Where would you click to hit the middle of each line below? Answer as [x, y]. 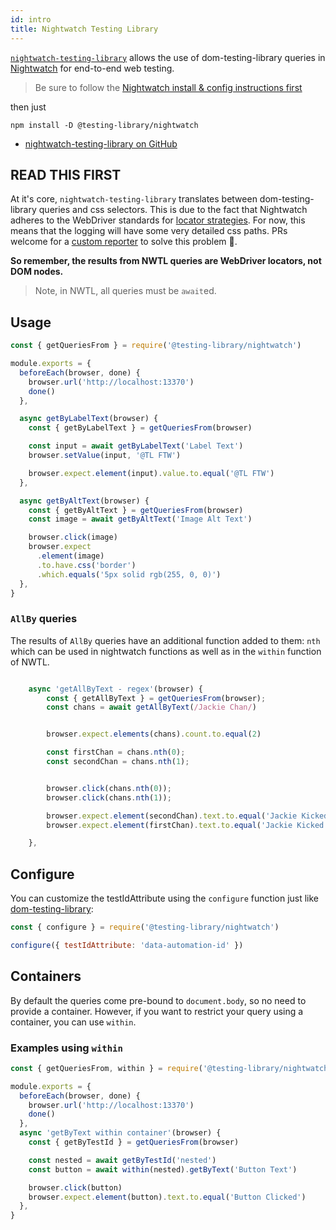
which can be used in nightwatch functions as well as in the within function [166, 651]
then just [28, 107]
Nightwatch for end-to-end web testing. [92, 68]
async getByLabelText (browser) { [89, 419]
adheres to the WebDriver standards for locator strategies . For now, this [158, 220]
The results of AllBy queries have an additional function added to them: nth [165, 640]
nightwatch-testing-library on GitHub [101, 143]
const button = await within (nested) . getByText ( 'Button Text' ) [163, 1169]
